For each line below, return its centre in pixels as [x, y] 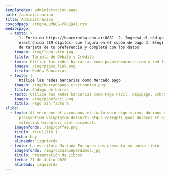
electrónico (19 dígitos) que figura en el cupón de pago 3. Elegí [91, 43]
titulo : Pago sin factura [42, 104]
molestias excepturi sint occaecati [57, 122]
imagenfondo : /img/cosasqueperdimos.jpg [57, 151]
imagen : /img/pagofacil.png [44, 99]
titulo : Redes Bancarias [40, 71]
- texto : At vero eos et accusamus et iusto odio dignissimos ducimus [86, 113]
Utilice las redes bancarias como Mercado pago [70, 80]
